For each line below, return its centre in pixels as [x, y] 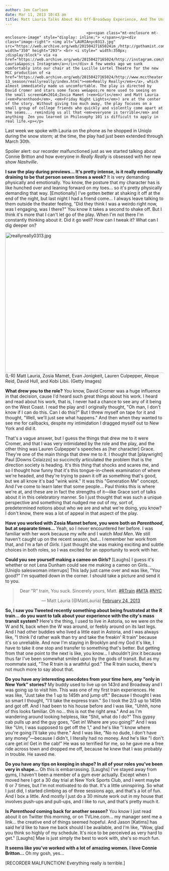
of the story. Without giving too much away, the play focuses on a [78, 104]
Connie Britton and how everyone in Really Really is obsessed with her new [83, 156]
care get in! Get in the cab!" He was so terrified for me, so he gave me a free [84, 744]
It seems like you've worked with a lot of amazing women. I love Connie [81, 848]
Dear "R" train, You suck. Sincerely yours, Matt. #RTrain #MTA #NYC [91, 591]
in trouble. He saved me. [31, 754]
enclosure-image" [23, 38]
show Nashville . [22, 162]
